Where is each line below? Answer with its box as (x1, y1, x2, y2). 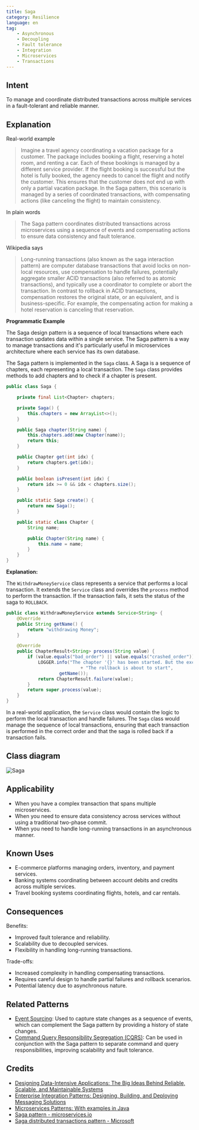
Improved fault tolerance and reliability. (14, 934, 111, 941)
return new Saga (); (27, 503, 76, 509)
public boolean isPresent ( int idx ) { (17, 476, 110, 482)
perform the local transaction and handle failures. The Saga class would (6, 715, 180, 722)
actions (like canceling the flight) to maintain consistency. (20, 197, 161, 205)
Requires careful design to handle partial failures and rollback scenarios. (14, 976, 192, 983)
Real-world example (6, 135, 55, 142)
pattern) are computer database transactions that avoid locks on (20, 262, 178, 269)
